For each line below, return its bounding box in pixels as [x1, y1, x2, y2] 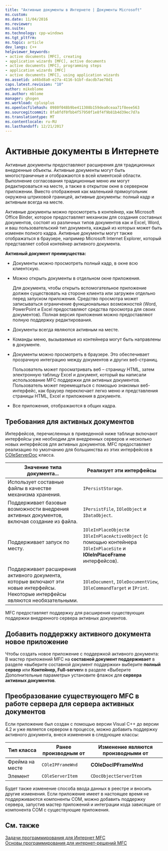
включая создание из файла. [7, 518, 78, 525]
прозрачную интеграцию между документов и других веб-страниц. [12, 357, 158, 363]
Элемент [7, 772, 29, 779]
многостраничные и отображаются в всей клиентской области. [5, 172, 141, 178]
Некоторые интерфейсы [7, 591, 66, 598]
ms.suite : [5, 26, 26, 31]
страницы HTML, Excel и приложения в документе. [12, 393, 122, 399]
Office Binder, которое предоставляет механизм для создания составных [5, 214, 162, 221]
